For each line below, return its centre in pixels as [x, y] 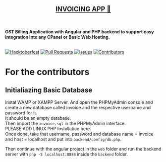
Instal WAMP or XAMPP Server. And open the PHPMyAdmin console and [79, 102]
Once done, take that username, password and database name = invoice [79, 134]
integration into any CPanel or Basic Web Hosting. [57, 37]
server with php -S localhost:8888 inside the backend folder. [66, 154]
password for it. [21, 113]
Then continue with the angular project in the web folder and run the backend [83, 149]
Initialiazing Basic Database [49, 90]
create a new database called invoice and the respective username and [78, 107]
